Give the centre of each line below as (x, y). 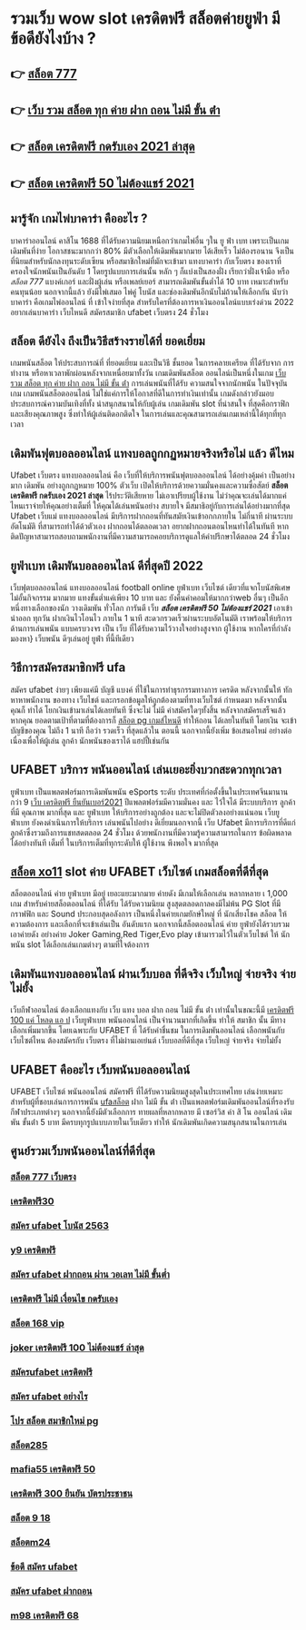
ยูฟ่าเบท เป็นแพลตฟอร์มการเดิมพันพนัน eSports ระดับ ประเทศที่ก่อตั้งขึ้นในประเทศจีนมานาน (149, 791)
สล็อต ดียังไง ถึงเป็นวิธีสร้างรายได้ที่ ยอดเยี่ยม (108, 341)
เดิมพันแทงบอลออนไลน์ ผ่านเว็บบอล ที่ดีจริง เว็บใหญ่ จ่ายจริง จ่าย (153, 974)
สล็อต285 (29, 1445)
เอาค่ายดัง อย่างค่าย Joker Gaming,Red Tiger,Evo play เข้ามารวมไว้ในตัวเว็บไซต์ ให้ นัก (150, 934)
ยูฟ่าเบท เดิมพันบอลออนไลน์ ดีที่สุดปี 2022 (107, 565)
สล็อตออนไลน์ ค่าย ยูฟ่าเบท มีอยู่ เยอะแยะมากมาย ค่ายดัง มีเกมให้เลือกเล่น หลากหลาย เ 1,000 (149, 894)
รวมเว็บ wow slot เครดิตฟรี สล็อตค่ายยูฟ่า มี (145, 19)
